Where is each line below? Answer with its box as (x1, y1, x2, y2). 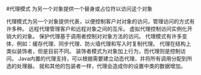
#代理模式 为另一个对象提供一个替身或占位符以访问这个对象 (6, 5, 153, 12)
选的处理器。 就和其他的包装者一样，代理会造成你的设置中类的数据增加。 (6, 62, 186, 70)
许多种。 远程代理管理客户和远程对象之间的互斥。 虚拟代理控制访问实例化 (6, 26, 187, 32)
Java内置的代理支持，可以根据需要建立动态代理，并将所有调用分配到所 (17, 55, 193, 62)
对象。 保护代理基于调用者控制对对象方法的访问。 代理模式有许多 (22, 33, 182, 40)
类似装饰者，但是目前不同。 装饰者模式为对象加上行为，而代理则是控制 (6, 48, 181, 55)
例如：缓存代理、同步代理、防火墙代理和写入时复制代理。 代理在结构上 (16, 40, 191, 47)
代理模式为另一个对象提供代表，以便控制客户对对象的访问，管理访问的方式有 (6, 18, 195, 25)
